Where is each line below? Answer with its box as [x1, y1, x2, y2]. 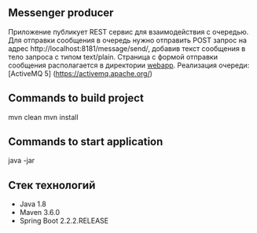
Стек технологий [8, 178, 96, 191]
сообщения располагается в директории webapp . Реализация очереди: [8, 60, 250, 70]
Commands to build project [8, 92, 144, 105]
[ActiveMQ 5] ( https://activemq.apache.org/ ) [8, 68, 153, 78]
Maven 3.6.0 [19, 208, 61, 217]
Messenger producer [8, 6, 114, 20]
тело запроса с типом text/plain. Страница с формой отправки [8, 52, 218, 61]
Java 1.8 [19, 199, 47, 209]
